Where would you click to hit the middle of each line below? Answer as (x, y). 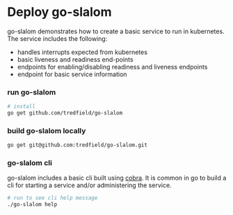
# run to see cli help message (53, 198)
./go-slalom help (32, 205)
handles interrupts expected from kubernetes (82, 52)
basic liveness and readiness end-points (75, 59)
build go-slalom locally (47, 130)
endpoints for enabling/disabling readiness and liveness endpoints (112, 67)
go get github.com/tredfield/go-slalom (65, 113)
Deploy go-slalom (60, 12)
